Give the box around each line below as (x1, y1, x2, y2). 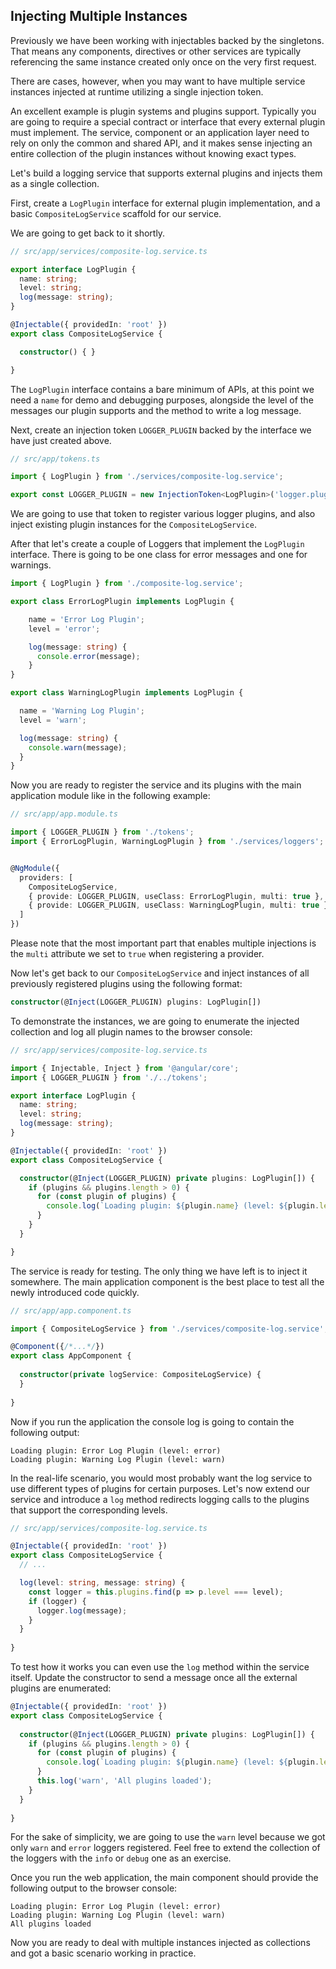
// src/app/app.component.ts (10, 1305, 132, 1316)
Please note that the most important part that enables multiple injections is (10, 937, 317, 949)
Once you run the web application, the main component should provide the (10, 1872, 319, 1884)
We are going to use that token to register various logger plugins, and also (10, 508, 316, 520)
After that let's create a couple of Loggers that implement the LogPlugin (10, 538, 305, 550)
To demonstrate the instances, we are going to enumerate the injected (10, 1015, 300, 1027)
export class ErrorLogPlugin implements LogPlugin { (10, 597, 235, 607)
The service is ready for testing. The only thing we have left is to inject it (10, 1265, 308, 1277)
